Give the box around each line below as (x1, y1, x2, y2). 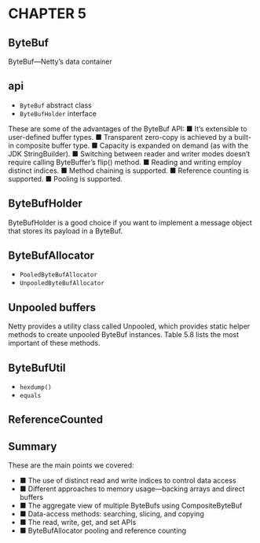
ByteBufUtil (8, 361, 66, 374)
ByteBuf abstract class (19, 100, 92, 110)
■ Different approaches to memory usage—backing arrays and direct (19, 484, 245, 493)
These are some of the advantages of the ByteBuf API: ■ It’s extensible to (8, 123, 247, 134)
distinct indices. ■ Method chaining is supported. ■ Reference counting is (8, 166, 249, 175)
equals (19, 392, 42, 400)
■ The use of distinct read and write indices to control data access (19, 476, 237, 486)
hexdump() (19, 383, 53, 391)
